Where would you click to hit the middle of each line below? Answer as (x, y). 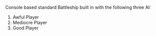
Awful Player (26, 17)
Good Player (26, 28)
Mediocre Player (30, 23)
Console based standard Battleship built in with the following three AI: (78, 7)
